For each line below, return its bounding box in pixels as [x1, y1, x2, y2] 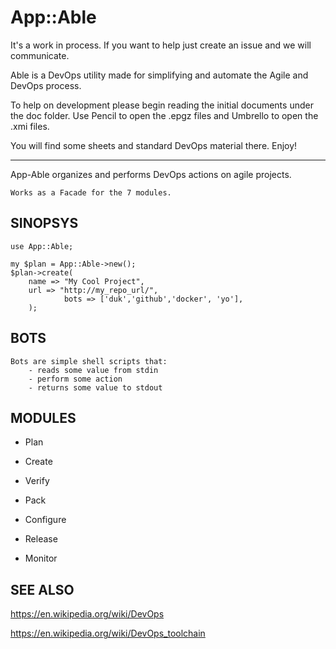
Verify [24, 475, 50, 487]
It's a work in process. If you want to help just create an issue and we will [10, 39, 312, 51]
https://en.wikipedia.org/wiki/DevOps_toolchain [10, 627, 206, 640]
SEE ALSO [10, 581, 75, 598]
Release [24, 533, 58, 545]
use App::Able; [10, 241, 74, 251]
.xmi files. [10, 120, 50, 132]
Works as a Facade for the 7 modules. [10, 187, 172, 198]
